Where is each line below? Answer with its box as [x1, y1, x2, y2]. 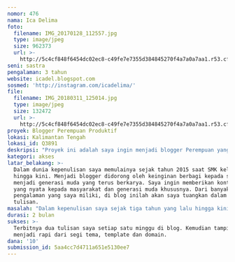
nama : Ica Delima [7, 17, 58, 24]
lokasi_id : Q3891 [7, 140, 58, 147]
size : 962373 [13, 43, 52, 50]
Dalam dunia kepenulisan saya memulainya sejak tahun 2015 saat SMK [13, 166, 218, 173]
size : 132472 [13, 108, 52, 115]
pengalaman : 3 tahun [7, 68, 68, 75]
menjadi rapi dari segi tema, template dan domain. [13, 231, 168, 238]
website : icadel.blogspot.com [7, 75, 96, 82]
